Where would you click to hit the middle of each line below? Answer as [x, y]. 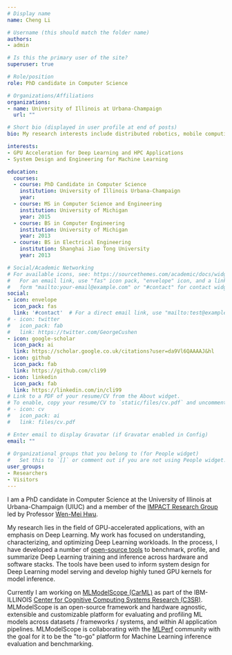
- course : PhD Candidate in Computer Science [80, 185]
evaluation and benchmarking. [50, 643]
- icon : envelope [32, 300]
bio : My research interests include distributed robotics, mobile [105, 134]
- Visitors [23, 479]
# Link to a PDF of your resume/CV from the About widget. [94, 396]
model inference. [31, 579]
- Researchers [28, 473]
